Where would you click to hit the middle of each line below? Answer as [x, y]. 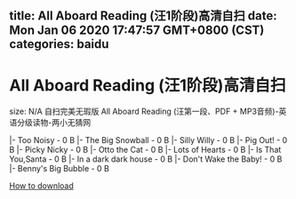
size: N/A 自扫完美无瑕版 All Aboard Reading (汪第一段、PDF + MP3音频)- [144, 111]
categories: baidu [59, 44]
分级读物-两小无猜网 [54, 123]
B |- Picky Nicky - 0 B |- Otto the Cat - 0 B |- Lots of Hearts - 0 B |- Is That [145, 150]
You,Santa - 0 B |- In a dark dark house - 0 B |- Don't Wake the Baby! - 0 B [146, 159]
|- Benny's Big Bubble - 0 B [59, 169]
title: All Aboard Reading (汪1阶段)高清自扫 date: [143, 16]
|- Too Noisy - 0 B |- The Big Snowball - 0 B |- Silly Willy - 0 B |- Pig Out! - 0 [148, 140]
